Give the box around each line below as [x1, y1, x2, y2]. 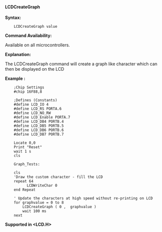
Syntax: [5, 15, 21, 20]
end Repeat [14, 188, 36, 193]
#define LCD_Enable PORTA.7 [14, 115, 70, 120]
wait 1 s [14, 149, 32, 154]
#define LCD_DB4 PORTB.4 [14, 119, 64, 124]
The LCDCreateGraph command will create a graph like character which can [5, 61, 158, 67]
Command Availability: [5, 33, 52, 39]
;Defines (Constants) [14, 98, 57, 103]
